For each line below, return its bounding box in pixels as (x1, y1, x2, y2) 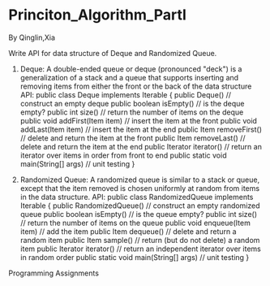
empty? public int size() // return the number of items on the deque (19, 107, 244, 117)
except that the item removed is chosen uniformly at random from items (19, 183, 260, 193)
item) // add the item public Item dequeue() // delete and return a (19, 226, 237, 236)
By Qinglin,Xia (8, 32, 55, 42)
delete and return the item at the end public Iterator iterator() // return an (19, 141, 262, 151)
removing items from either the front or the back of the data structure (19, 81, 252, 91)
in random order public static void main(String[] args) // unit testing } (19, 252, 250, 262)
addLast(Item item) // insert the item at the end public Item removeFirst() (19, 124, 262, 134)
